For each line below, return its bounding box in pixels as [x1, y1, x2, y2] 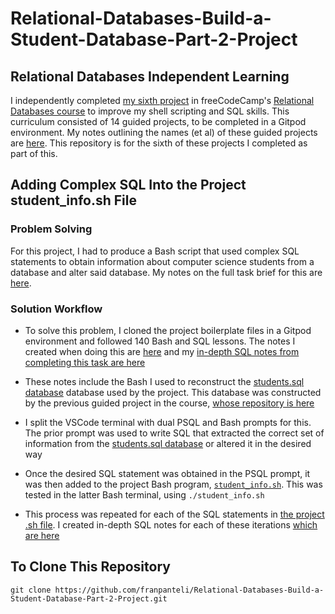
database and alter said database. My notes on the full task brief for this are [10, 266, 323, 278]
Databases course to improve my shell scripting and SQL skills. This [10, 105, 290, 117]
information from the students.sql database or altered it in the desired [24, 437, 312, 449]
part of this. [10, 148, 58, 159]
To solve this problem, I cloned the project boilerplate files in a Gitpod [24, 324, 312, 336]
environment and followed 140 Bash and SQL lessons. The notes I [24, 335, 296, 347]
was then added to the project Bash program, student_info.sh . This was [24, 478, 323, 490]
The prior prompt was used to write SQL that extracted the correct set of [24, 427, 325, 439]
